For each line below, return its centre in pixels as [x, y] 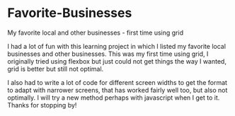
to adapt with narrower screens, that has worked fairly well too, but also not [117, 90]
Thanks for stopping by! [42, 105]
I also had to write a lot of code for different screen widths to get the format [117, 82]
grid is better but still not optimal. [56, 69]
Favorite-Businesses [70, 13]
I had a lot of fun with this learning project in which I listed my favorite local [117, 46]
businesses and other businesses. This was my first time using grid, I [108, 54]
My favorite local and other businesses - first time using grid [96, 33]
